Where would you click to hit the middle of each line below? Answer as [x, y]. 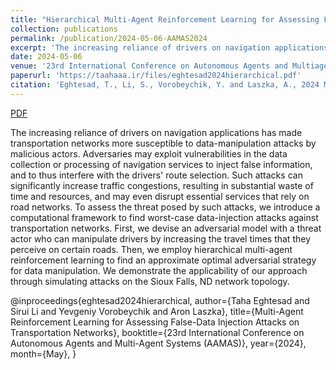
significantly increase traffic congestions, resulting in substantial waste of [162, 185]
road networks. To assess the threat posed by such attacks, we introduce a [165, 207]
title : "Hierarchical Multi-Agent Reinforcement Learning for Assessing [165, 19]
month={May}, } [43, 353]
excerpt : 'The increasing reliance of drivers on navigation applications [169, 47]
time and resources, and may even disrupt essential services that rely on [160, 196]
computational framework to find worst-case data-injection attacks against [164, 217]
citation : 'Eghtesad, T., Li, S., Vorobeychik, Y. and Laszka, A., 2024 [165, 85]
